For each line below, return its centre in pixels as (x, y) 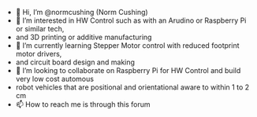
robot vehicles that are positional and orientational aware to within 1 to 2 (132, 87)
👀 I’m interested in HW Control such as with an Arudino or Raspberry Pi (131, 20)
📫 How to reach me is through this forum (83, 104)
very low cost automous (55, 79)
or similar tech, (40, 29)
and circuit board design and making (75, 62)
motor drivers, (39, 54)
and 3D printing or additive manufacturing (84, 37)
